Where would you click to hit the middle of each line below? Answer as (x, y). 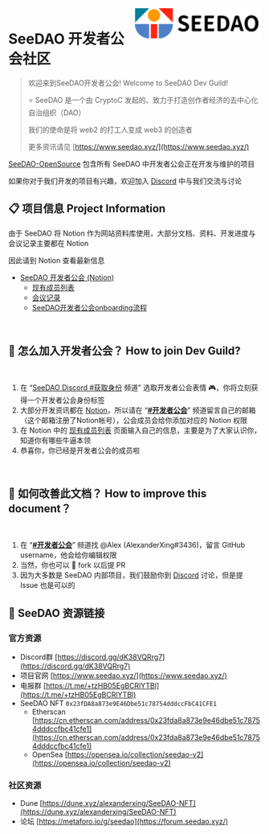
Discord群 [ (39, 657)
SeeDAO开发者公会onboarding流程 (89, 307)
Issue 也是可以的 (47, 585)
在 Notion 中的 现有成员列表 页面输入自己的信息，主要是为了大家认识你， (141, 430)
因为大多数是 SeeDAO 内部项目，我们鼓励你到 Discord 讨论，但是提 (131, 575)
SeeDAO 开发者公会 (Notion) (67, 277)
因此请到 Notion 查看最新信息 (57, 260)
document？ (40, 509)
